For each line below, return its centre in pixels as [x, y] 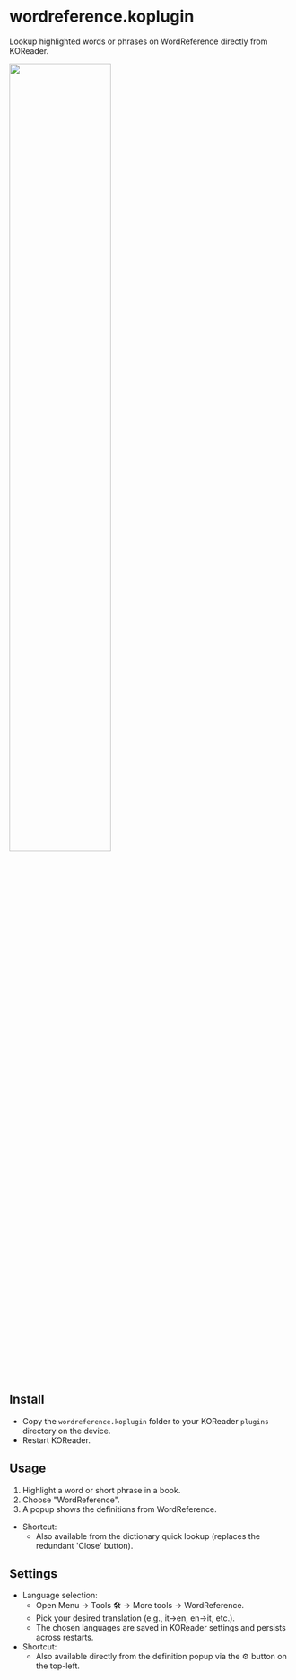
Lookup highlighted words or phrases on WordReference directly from [139, 41]
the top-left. [58, 1666]
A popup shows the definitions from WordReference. [119, 1509]
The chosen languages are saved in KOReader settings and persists [161, 1628]
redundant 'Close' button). [84, 1545]
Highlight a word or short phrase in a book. [101, 1490]
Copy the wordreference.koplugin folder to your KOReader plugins [145, 1421]
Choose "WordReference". [71, 1500]
